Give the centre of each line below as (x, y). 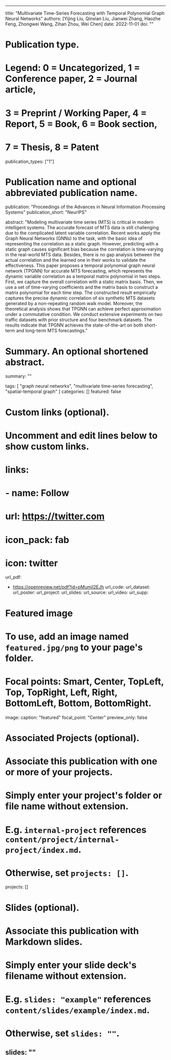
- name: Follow (37, 493)
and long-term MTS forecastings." (52, 331)
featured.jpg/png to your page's (74, 647)
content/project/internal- (62, 840)
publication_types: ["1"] (30, 161)
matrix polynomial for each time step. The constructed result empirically (81, 293)
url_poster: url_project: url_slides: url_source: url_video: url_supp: (80, 593)
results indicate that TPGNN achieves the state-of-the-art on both (74, 325)
